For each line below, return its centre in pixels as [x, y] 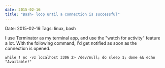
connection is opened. [28, 48]
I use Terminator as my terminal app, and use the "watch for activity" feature [83, 38]
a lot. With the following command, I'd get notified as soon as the [71, 43]
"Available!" [18, 62]
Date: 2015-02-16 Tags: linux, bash [41, 28]
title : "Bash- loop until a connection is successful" [63, 14]
